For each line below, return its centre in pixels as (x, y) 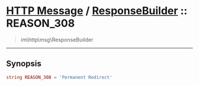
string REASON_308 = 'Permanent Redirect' (59, 77)
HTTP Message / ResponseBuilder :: (97, 11)
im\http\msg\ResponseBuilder (57, 39)
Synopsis (24, 64)
